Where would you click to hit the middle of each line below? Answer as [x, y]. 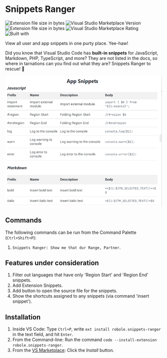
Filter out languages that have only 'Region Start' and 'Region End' [80, 275]
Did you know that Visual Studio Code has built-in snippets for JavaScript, [82, 53]
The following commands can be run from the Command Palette [71, 232]
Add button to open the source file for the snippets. [65, 291]
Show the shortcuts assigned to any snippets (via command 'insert [81, 296]
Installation [23, 317]
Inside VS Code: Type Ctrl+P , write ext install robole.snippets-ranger [87, 329]
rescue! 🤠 [15, 69]
